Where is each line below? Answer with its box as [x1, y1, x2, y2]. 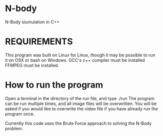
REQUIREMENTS [5, 36, 73, 47]
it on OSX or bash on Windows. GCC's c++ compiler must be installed [5, 57, 145, 63]
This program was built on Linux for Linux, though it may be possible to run [5, 52, 156, 58]
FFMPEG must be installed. [5, 62, 59, 68]
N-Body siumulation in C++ [5, 19, 60, 25]
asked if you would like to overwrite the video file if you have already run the [5, 105, 158, 112]
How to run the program [5, 80, 103, 90]
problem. [5, 125, 23, 131]
